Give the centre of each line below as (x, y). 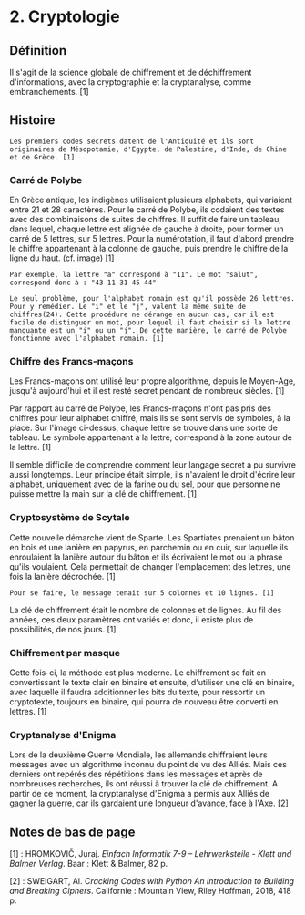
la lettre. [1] (30, 447)
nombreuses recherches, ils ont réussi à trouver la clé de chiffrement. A (144, 784)
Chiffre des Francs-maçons (71, 362)
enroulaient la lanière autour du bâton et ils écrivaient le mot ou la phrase (146, 557)
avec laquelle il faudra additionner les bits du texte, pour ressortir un (137, 692)
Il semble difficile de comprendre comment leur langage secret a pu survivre (153, 465)
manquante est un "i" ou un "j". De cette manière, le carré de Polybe (148, 331)
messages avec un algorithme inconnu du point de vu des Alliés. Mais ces (148, 765)
